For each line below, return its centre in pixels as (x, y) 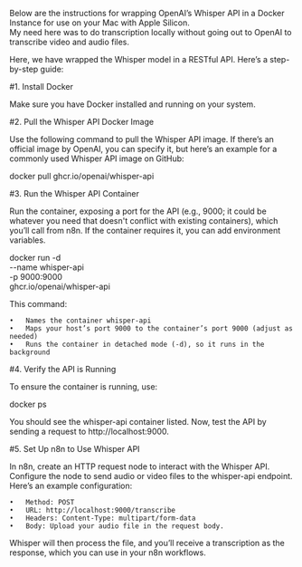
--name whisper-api (47, 267)
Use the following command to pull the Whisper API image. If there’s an (142, 139)
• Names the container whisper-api (80, 321)
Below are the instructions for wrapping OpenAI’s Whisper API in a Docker (147, 13)
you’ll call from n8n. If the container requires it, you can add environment (145, 231)
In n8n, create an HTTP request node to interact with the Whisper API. (140, 466)
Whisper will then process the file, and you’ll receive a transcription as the (147, 543)
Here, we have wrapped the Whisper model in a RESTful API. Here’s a (139, 59)
